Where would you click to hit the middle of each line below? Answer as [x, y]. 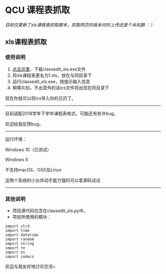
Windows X [17, 160]
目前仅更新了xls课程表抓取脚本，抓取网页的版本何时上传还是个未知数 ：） [80, 25]
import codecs [20, 256]
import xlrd [17, 226]
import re [15, 248]
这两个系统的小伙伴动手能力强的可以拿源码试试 [53, 180]
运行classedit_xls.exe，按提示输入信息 [51, 81]
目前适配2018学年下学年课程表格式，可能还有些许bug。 [62, 113]
